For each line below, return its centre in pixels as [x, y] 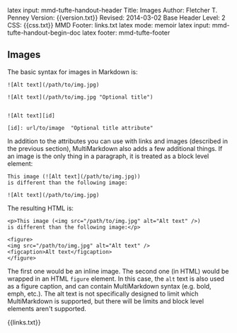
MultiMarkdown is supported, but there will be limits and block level [105, 301]
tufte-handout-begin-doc [44, 32]
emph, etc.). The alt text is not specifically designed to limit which [103, 293]
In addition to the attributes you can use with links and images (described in [118, 141]
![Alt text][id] [31, 116]
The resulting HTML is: [41, 208]
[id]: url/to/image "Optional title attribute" [80, 128]
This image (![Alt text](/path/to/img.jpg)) [74, 176]
